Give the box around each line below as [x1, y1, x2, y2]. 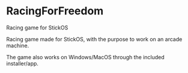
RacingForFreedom [6, 4, 104, 18]
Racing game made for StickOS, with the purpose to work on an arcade [6, 35, 183, 42]
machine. [6, 42, 29, 49]
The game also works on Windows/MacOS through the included [6, 53, 165, 60]
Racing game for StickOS [6, 24, 68, 31]
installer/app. [6, 60, 39, 67]
